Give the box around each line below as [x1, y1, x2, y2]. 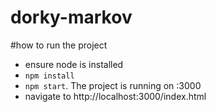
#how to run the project [10, 39, 108, 51]
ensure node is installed [24, 58, 124, 70]
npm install [24, 71, 75, 81]
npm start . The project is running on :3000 [24, 79, 202, 91]
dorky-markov [10, 6, 133, 29]
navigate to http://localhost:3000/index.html [24, 90, 207, 102]
